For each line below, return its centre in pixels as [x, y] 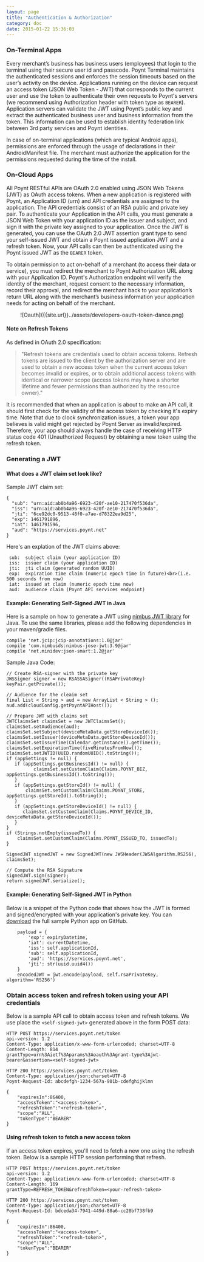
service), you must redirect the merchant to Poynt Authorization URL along [100, 270]
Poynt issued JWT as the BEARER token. [55, 252]
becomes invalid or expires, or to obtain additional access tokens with [108, 374]
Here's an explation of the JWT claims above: [63, 547]
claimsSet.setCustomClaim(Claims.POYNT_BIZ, [90, 769]
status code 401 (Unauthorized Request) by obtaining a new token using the [101, 437]
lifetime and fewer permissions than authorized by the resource [100, 386]
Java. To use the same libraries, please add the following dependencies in [99, 623]
